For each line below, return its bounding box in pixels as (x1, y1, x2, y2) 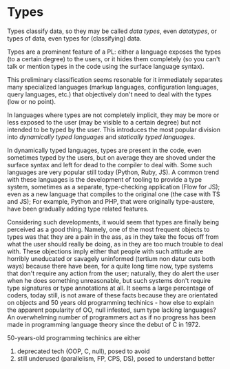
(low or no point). (7, 97, 56, 105)
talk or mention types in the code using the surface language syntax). (7, 62, 205, 70)
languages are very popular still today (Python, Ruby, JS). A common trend (7, 168, 219, 176)
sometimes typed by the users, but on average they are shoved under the (7, 153, 216, 162)
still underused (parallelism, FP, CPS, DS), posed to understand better (17, 354, 216, 362)
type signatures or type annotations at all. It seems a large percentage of (7, 284, 214, 292)
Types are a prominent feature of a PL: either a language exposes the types (7, 48, 222, 56)
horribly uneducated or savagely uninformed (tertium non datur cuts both (7, 254, 216, 262)
